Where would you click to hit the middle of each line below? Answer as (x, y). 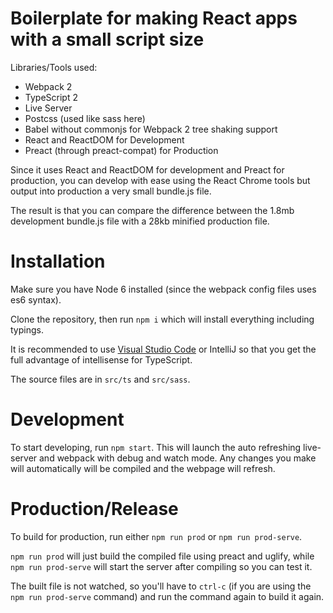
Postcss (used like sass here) (85, 118)
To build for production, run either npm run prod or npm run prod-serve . (156, 536)
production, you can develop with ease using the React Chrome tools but (160, 180)
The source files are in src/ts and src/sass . (100, 379)
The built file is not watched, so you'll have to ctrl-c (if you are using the (161, 586)
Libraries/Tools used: (54, 67)
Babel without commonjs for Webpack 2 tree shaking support (151, 129)
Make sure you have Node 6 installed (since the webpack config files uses (163, 289)
